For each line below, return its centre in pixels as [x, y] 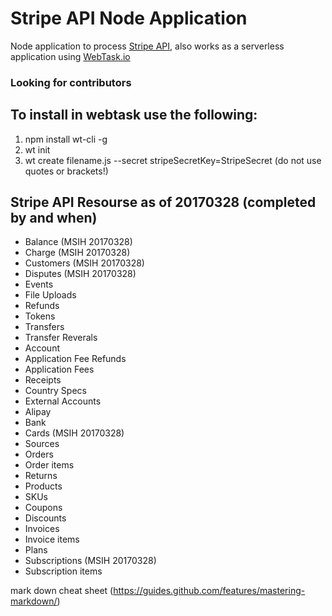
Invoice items [52, 539]
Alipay [38, 412]
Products [43, 486]
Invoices [42, 529]
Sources [42, 444]
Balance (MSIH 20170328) [78, 242]
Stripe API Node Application [129, 18]
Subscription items [63, 571]
